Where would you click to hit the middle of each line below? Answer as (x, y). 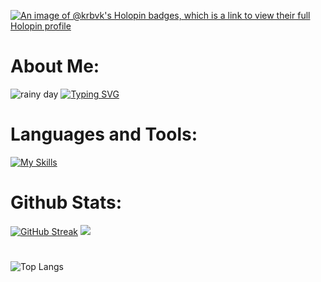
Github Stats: (66, 202)
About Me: (55, 66)
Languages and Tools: (104, 134)
